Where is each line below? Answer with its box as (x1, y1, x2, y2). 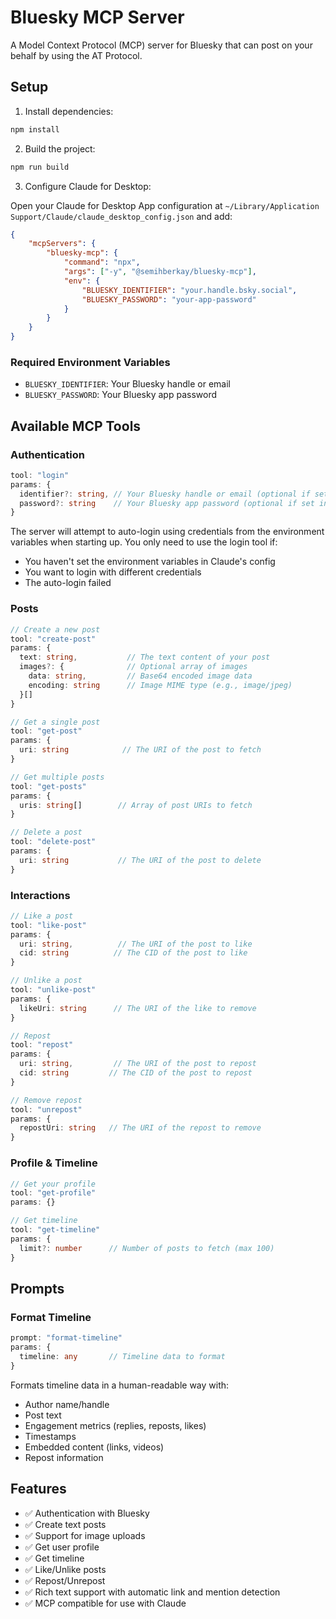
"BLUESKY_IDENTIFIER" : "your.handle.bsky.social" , (81, 285, 298, 295)
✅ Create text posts (24, 1518, 107, 1530)
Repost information (24, 1451, 104, 1463)
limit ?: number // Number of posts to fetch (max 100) (19, 1243, 275, 1253)
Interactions (10, 888, 71, 902)
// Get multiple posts (10, 772, 105, 782)
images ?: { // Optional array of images (19, 662, 248, 672)
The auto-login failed (24, 577, 112, 589)
